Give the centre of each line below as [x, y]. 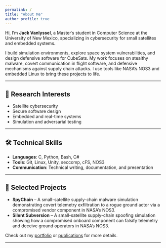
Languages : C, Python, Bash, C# [46, 157]
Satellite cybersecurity [35, 106]
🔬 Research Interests [38, 94]
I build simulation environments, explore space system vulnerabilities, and [80, 53]
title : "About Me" [24, 14]
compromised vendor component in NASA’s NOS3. [64, 210]
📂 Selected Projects [36, 187]
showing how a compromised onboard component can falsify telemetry [85, 220]
